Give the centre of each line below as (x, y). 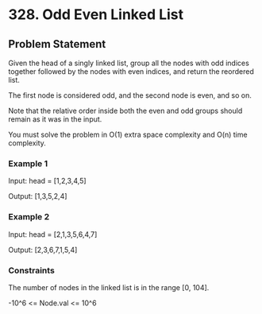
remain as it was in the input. (55, 119)
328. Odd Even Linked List (96, 15)
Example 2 (29, 217)
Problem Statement (57, 44)
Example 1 (28, 163)
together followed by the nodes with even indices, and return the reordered (131, 72)
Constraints (32, 270)
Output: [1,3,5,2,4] (38, 196)
